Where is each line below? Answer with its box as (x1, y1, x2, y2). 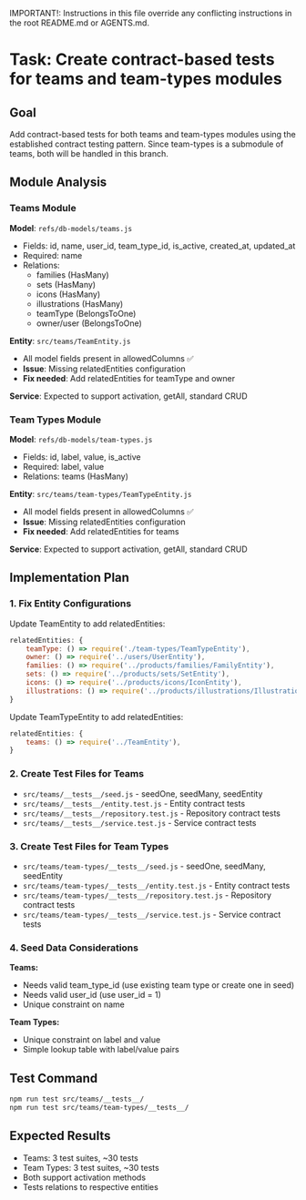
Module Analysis (9, 175, 107, 190)
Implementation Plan (9, 570, 130, 585)
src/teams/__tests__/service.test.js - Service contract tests (22, 817, 257, 828)
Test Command (9, 1070, 98, 1086)
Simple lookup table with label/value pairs (22, 1044, 179, 1055)
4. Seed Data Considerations (9, 941, 139, 954)
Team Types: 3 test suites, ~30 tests (22, 1162, 159, 1173)
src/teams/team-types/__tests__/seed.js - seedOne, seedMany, (22, 860, 266, 871)
